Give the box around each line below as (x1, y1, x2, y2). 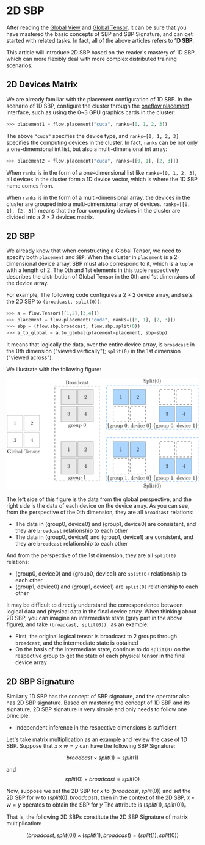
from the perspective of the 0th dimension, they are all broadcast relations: (6, 508, 194, 516)
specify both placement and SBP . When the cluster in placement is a (6, 254, 173, 261)
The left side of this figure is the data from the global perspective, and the (6, 496, 192, 503)
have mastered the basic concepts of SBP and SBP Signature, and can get (6, 30, 193, 37)
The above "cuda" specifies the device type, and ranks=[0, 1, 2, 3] (6, 132, 179, 139)
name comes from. (6, 181, 54, 189)
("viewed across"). (6, 354, 54, 361)
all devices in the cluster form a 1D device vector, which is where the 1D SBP (6, 175, 198, 183)
